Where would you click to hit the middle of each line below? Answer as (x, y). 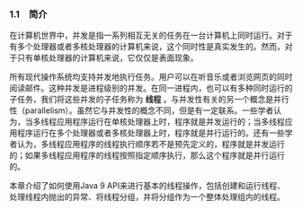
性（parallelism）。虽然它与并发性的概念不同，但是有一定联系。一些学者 (142, 110)
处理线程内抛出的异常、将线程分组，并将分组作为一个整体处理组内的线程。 (147, 197)
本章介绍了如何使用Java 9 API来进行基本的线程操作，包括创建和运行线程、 (147, 186)
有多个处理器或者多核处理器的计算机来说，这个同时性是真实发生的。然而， (147, 47)
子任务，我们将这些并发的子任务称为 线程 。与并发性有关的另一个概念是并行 (149, 100)
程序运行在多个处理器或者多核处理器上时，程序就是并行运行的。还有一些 (151, 133)
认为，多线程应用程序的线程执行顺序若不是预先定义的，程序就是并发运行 (151, 144)
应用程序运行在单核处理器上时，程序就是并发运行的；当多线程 (170, 122)
